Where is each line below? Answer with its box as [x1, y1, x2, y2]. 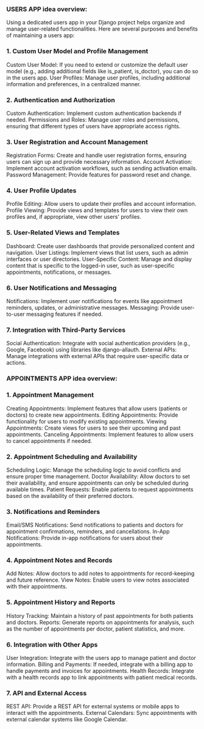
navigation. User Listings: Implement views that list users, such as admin [6, 249, 189, 256]
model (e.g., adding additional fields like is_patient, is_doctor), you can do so [6, 67, 199, 75]
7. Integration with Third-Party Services [6, 326, 126, 334]
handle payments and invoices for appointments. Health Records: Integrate [6, 667, 194, 675]
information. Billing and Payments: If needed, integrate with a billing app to [6, 661, 193, 668]
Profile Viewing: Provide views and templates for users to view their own [6, 207, 188, 214]
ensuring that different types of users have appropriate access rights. [6, 122, 181, 130]
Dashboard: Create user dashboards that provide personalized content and [6, 242, 195, 249]
